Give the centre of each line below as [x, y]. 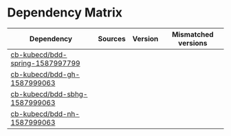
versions [193, 43]
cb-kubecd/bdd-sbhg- [49, 94]
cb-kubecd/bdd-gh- [45, 74]
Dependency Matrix [65, 13]
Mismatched [193, 34]
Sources [112, 38]
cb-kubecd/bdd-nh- [45, 113]
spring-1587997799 [45, 63]
